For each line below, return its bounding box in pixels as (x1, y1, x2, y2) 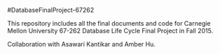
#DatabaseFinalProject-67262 (7, 6, 95, 14)
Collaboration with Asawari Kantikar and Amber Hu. (7, 40, 156, 48)
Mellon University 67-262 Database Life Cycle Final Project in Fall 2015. (7, 27, 214, 35)
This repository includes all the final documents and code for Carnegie (7, 19, 212, 27)
